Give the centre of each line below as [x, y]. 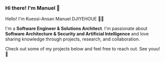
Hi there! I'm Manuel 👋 [32, 8]
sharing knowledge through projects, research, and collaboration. [72, 39]
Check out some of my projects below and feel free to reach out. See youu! [82, 49]
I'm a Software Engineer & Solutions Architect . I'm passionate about [76, 28]
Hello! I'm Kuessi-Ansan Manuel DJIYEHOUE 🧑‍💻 [54, 19]
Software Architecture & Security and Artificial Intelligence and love [77, 34]
